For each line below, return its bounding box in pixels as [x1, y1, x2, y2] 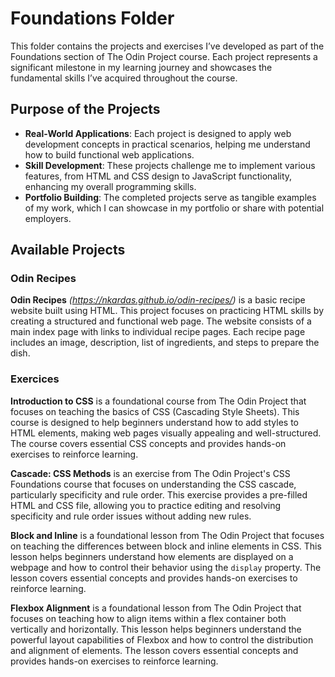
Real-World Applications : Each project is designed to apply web [24, 127, 292, 139]
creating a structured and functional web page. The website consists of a [10, 315, 312, 327]
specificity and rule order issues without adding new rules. [10, 510, 252, 522]
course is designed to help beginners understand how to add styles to [10, 416, 299, 428]
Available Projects [10, 242, 126, 259]
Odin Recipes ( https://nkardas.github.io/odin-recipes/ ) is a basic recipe [10, 294, 306, 306]
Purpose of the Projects [10, 101, 161, 118]
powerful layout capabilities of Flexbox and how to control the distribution [10, 633, 314, 646]
